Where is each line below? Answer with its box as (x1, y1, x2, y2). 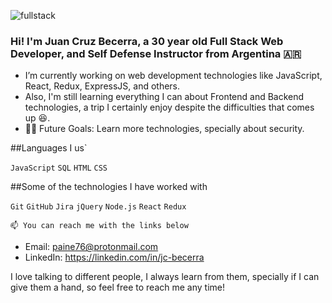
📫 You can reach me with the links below (10, 221, 189, 231)
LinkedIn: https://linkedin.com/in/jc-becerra (24, 251, 205, 264)
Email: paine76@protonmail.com (24, 241, 159, 253)
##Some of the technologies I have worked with (10, 181, 208, 193)
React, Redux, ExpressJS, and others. (24, 80, 181, 92)
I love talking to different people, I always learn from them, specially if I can (10, 271, 320, 283)
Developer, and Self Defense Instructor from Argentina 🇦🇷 (10, 46, 302, 60)
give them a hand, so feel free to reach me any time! (10, 281, 225, 294)
